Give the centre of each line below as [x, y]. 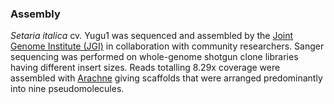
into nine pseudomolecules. [67, 89]
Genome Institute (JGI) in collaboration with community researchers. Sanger [167, 46]
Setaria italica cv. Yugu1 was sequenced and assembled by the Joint [152, 36]
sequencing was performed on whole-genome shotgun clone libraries [154, 57]
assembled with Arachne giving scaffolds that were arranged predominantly [166, 78]
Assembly [35, 14]
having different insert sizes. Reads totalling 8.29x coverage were [145, 68]
